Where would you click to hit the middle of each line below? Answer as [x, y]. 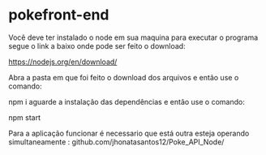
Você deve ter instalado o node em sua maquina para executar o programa [133, 37]
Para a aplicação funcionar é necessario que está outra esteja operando [129, 133]
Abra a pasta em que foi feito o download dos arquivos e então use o [124, 77]
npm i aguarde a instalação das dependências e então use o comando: [127, 101]
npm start [25, 117]
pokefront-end [59, 15]
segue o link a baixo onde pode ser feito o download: [97, 45]
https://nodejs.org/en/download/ [63, 62]
